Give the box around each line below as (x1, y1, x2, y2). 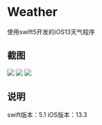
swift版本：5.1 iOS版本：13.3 (7, 111, 88, 119)
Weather (7, 4, 58, 20)
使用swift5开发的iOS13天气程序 (7, 27, 95, 36)
